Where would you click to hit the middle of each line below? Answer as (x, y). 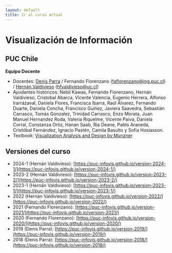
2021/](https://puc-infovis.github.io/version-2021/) (66, 213)
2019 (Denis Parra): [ (35, 229)
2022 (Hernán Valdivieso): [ (42, 196)
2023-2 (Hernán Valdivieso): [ (44, 175)
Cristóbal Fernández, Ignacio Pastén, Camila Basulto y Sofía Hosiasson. (88, 130)
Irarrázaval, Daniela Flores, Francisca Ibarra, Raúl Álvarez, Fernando (84, 103)
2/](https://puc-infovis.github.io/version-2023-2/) (65, 180)
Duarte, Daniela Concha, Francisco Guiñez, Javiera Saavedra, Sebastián (89, 108)
